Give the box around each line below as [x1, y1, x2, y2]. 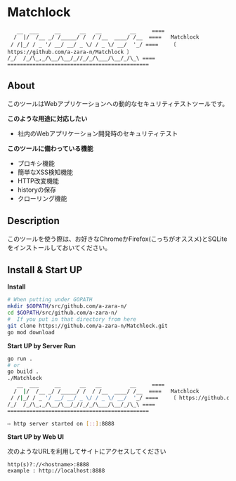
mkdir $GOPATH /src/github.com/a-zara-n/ [7, 303, 128, 310]
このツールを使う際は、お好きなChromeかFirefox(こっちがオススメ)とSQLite [7, 235, 228, 243]
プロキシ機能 [17, 159, 55, 167]
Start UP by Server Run [7, 341, 76, 350]
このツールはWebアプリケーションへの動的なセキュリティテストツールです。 [7, 99, 229, 107]
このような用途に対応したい [7, 114, 88, 123]
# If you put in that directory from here [7, 316, 137, 323]
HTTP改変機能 [17, 176, 60, 185]
